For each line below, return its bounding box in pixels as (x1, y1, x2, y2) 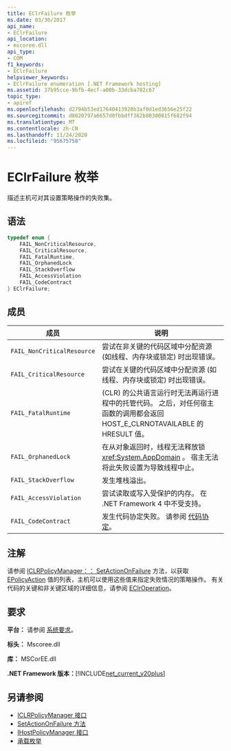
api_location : (7, 36, 48, 43)
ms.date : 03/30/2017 (7, 16, 67, 23)
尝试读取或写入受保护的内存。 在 (102, 489, 208, 498)
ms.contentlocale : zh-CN (7, 125, 78, 132)
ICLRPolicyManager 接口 (16, 711, 87, 719)
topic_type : (7, 93, 41, 100)
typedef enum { (7, 234, 51, 241)
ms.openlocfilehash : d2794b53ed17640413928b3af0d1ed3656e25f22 (7, 106, 192, 113)
